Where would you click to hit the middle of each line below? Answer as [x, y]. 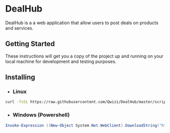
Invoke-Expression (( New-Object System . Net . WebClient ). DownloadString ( [82, 125]
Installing [20, 77]
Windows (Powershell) [41, 115]
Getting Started [30, 44]
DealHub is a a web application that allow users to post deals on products [82, 23]
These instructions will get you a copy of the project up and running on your [84, 56]
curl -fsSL [17, 102]
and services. [19, 28]
